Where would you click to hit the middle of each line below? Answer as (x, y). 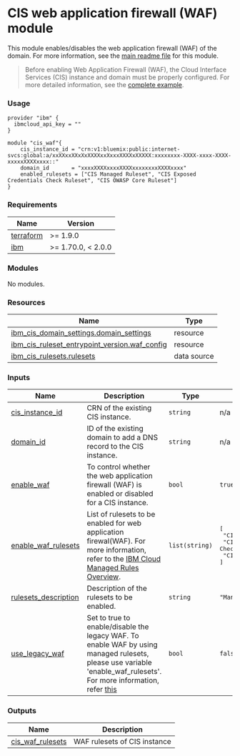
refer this (102, 690)
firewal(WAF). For (116, 541)
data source (194, 357)
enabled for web (114, 523)
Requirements (32, 205)
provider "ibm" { (33, 118)
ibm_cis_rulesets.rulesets (53, 357)
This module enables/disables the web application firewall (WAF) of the (112, 48)
